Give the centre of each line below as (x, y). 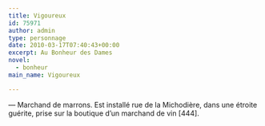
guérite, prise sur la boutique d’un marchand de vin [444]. (104, 113)
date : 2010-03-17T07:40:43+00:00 (64, 45)
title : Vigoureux (37, 16)
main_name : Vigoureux (44, 75)
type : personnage (37, 38)
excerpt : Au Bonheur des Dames (60, 53)
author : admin (32, 30)
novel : (19, 61)
